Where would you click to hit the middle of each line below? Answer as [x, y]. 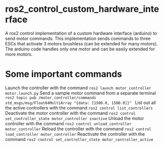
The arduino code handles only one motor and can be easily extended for [80, 49]
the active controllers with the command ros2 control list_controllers [79, 108]
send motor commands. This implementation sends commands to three [78, 38]
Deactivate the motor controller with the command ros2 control [70, 113]
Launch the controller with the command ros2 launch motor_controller [78, 88]
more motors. [19, 54]
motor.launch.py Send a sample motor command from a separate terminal [81, 93]
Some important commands [64, 74]
